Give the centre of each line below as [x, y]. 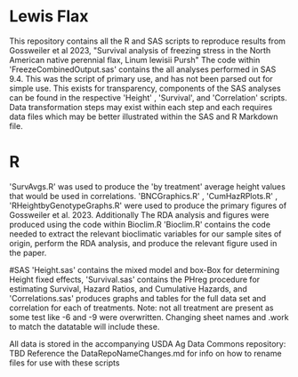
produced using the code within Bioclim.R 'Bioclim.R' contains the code [140, 224]
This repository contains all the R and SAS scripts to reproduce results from [148, 41]
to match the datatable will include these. [85, 326]
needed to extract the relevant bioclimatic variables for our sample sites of [145, 234]
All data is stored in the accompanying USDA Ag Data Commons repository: [148, 343]
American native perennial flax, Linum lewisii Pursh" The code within [135, 60]
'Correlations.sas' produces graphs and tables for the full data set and [138, 298]
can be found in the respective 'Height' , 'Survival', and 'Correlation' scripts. [148, 97]
